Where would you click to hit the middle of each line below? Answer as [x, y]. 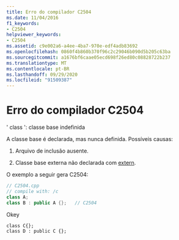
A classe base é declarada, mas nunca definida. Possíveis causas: [89, 139]
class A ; [17, 197]
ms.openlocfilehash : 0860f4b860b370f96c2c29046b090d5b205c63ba [89, 52]
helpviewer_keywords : [34, 35]
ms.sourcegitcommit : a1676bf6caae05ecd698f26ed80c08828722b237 [89, 57]
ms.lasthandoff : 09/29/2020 [42, 75]
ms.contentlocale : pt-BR [38, 69]
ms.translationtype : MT [37, 63]
